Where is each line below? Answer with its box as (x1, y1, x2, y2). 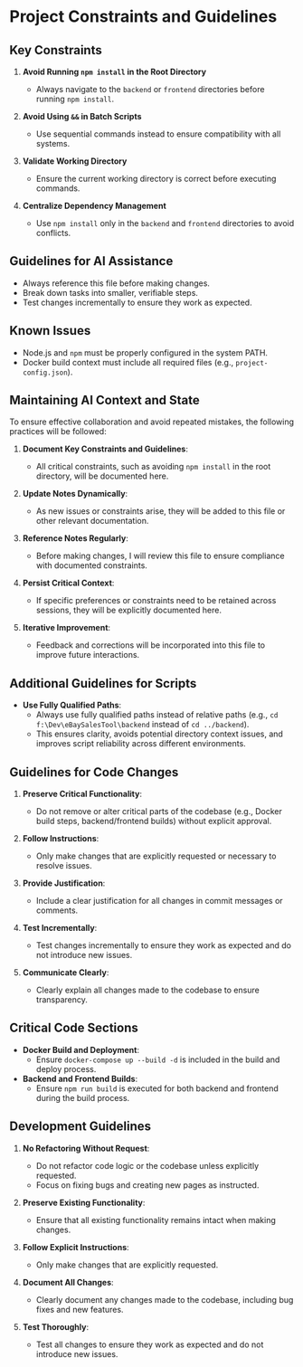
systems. (35, 138, 71, 148)
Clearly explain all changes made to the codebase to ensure (35, 984, 260, 996)
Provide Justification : (22, 878, 106, 888)
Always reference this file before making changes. (22, 278, 211, 289)
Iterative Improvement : (22, 622, 111, 633)
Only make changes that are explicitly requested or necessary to (35, 850, 277, 861)
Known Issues (9, 323, 91, 338)
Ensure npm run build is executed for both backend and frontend (35, 1083, 279, 1094)
